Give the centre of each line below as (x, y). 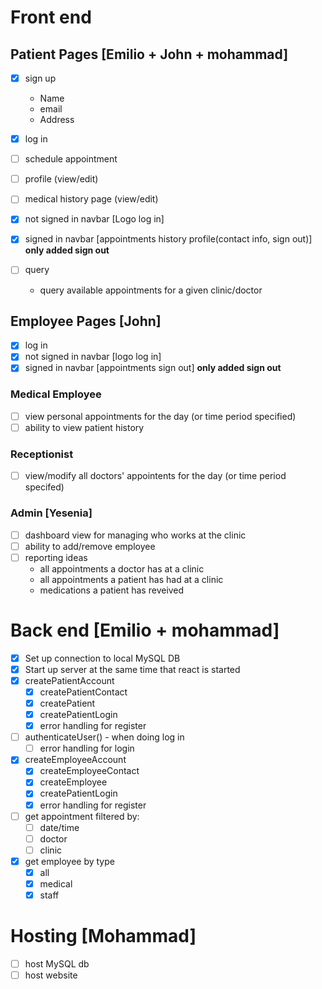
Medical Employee (56, 394)
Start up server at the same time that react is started (132, 669)
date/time (59, 827)
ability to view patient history (84, 427)
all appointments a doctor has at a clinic (122, 568)
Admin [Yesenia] (51, 513)
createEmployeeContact (89, 771)
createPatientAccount (69, 680)
